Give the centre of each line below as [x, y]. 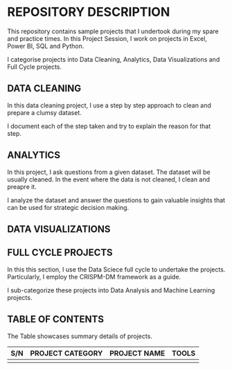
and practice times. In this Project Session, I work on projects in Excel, [107, 38]
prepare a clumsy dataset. [44, 112]
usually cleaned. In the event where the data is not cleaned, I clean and [108, 179]
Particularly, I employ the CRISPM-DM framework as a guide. [94, 276]
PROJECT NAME [137, 353]
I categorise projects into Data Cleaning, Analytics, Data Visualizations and [114, 59]
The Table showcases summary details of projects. [80, 336]
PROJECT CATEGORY [66, 353]
